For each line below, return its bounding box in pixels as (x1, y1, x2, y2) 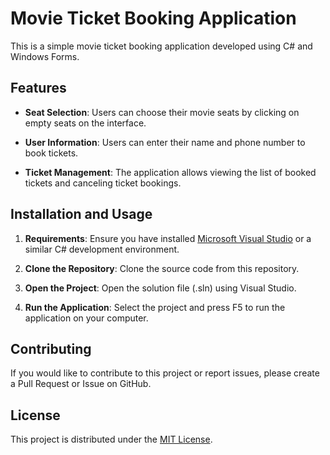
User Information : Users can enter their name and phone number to (24, 136, 306, 148)
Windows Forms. (10, 50, 80, 62)
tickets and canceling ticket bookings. (24, 177, 182, 189)
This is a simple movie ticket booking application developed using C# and (10, 40, 313, 52)
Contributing (10, 340, 92, 357)
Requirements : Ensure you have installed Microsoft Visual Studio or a (24, 232, 312, 244)
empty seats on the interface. (24, 117, 147, 129)
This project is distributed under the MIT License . (10, 433, 213, 446)
